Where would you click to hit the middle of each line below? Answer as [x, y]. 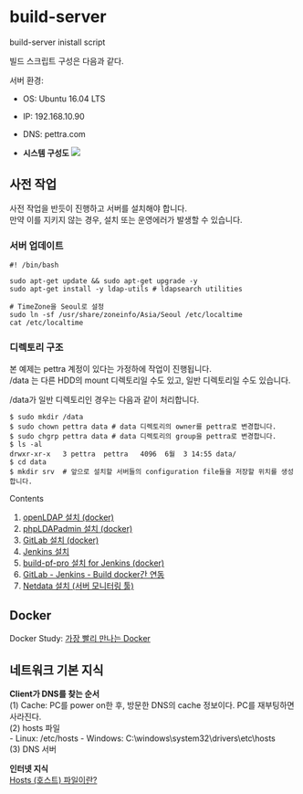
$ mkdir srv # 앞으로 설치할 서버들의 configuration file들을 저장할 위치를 [143, 472]
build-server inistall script [57, 42]
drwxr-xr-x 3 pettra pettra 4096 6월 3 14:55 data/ [123, 454]
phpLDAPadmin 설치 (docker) [78, 529]
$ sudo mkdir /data [47, 418]
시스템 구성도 [46, 153]
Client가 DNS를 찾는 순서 [55, 693]
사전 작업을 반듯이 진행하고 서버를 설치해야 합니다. [99, 208]
